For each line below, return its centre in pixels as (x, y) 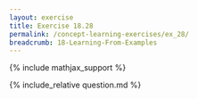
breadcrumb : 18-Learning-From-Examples (83, 42)
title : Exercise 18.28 (51, 26)
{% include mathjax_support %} (68, 68)
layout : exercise (41, 17)
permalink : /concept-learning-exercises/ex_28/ (99, 34)
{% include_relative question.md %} (75, 85)
